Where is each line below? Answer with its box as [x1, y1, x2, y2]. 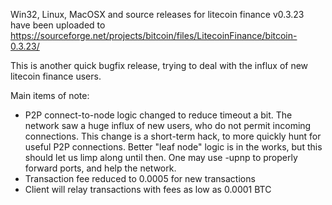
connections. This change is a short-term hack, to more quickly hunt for [24, 130, 322, 142]
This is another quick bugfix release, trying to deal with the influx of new [10, 60, 309, 71]
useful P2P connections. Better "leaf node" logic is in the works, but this [24, 141, 323, 153]
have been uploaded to [10, 19, 106, 31]
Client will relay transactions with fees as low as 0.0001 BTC [24, 184, 272, 195]
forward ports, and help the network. [24, 162, 177, 174]
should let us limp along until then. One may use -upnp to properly [24, 152, 298, 163]
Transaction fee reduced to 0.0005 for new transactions [24, 173, 256, 184]
